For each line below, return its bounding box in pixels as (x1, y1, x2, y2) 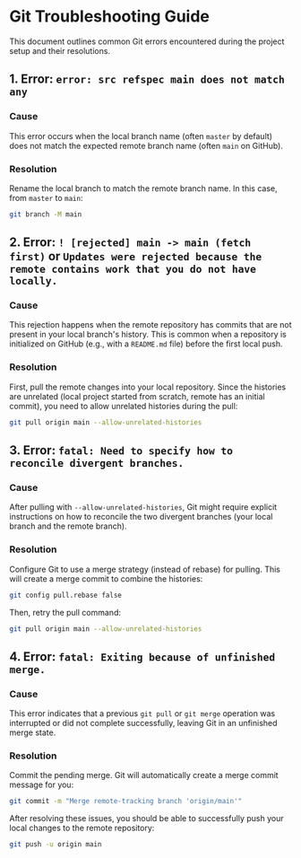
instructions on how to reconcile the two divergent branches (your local (9, 512, 273, 522)
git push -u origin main (9, 840, 102, 849)
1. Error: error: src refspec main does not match (9, 72, 285, 87)
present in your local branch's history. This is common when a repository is (9, 329, 287, 340)
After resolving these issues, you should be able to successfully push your (9, 813, 284, 824)
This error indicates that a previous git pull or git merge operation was (9, 708, 276, 719)
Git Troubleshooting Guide (9, 6, 211, 27)
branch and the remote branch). (9, 521, 127, 531)
